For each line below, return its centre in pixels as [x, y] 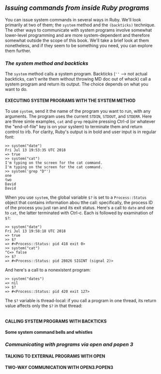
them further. [18, 51]
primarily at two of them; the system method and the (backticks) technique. [80, 25]
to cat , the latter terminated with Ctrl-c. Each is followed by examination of [79, 213]
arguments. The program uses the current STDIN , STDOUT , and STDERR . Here [79, 117]
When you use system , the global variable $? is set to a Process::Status [76, 197]
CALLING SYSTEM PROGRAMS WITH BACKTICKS [56, 321]
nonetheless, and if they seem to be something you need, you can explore [79, 45]
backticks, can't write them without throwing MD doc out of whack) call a [78, 79]
